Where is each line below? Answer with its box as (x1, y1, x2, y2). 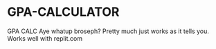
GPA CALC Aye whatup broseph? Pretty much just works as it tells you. (7, 27, 210, 35)
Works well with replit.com (7, 34, 83, 42)
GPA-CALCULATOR (7, 4, 120, 20)
